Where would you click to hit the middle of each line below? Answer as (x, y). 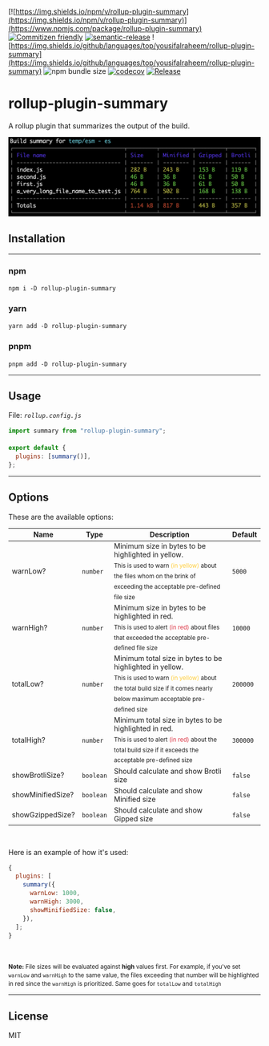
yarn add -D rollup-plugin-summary (68, 326)
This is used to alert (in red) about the (166, 740)
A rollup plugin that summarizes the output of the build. (99, 126)
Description (169, 535)
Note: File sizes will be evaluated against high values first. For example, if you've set (124, 967)
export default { (37, 448)
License (28, 1016)
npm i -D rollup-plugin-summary (62, 289)
